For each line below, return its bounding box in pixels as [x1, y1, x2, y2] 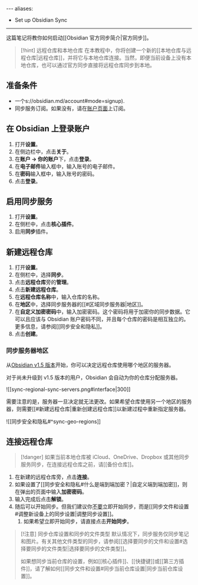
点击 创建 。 [14, 331, 41, 338]
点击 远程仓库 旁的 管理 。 [14, 279, 72, 286]
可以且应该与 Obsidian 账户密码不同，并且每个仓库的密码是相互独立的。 [14, 316, 189, 323]
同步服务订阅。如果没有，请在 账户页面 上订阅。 [14, 105, 128, 112]
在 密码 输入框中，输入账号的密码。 [14, 170, 98, 177]
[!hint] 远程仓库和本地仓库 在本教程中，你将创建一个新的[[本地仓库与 [20, 47, 187, 54]
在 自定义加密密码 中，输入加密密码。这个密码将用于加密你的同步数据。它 [14, 308, 190, 315]
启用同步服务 [6, 196, 53, 206]
